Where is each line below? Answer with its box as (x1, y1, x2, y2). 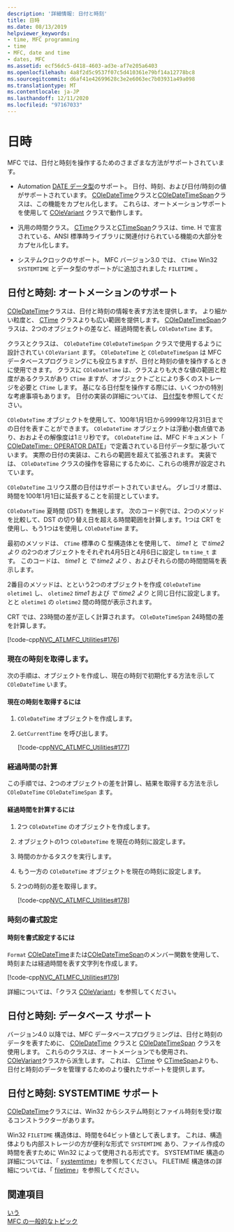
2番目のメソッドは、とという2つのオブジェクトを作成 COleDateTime (7, 580, 201, 589)
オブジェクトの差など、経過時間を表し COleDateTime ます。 (47, 324, 217, 333)
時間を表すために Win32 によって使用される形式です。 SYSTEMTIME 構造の (7, 1149, 225, 1157)
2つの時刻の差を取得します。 (17, 882, 101, 890)
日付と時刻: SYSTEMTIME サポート (7, 1087, 159, 1099)
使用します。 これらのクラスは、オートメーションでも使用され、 (7, 1047, 192, 1055)
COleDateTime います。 (7, 680, 71, 688)
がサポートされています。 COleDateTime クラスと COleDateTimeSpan (17, 191, 214, 199)
